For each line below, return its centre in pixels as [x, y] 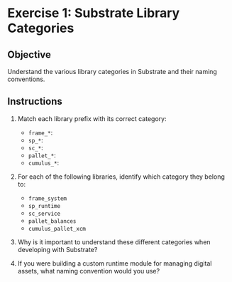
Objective [29, 54]
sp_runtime [44, 206]
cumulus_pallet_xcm [57, 229]
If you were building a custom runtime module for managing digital [115, 263]
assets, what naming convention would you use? [89, 271]
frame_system [48, 198]
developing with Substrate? [57, 249]
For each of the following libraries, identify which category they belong [121, 177]
